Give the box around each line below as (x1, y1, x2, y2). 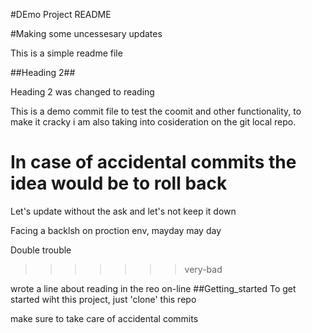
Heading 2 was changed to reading (10, 86, 155, 98)
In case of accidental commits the (10, 151, 297, 174)
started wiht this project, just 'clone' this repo (10, 293, 197, 305)
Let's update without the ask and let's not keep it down (10, 205, 237, 217)
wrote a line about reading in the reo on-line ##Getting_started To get (10, 282, 297, 294)
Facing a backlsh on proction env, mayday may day (10, 224, 222, 236)
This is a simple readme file (10, 47, 123, 59)
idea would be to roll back (10, 172, 228, 195)
